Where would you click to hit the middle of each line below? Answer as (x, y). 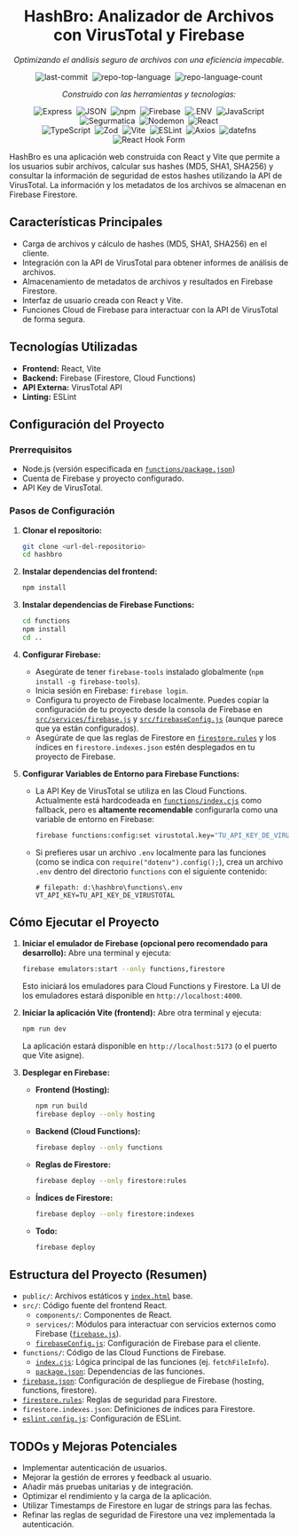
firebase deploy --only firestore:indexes (115, 1214)
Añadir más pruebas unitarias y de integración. (107, 1486)
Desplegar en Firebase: (66, 1073)
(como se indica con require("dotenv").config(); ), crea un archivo (159, 861)
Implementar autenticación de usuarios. (94, 1468)
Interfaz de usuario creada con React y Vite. (102, 300)
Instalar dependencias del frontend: (90, 572)
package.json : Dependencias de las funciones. (120, 1371)
